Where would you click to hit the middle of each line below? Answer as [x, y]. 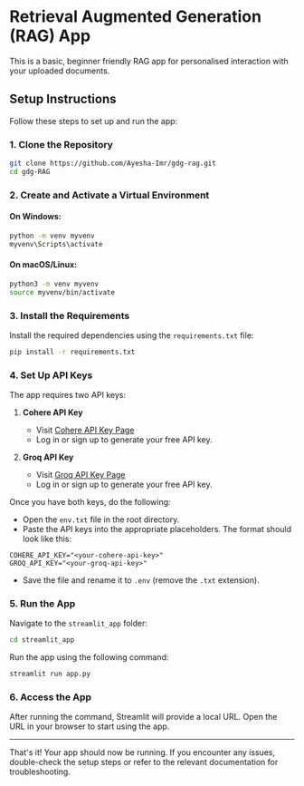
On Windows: [35, 217]
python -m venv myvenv [52, 236]
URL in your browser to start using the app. [90, 726]
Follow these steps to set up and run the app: [94, 121]
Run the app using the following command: [89, 657]
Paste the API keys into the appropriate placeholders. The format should [157, 529]
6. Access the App [51, 697]
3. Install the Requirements [70, 315]
